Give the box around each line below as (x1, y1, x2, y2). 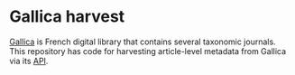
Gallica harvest (9, 6, 125, 27)
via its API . (9, 55, 49, 66)
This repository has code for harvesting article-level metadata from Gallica (9, 45, 287, 56)
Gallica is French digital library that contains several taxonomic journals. (9, 36, 277, 47)
